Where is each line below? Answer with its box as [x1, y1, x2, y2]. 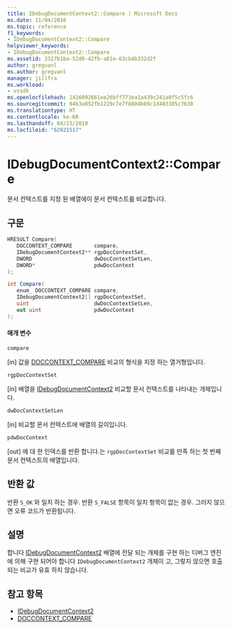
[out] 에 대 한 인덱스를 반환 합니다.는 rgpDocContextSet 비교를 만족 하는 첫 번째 [7, 447, 222, 455]
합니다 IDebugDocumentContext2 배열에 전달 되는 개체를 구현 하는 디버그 [7, 548, 209, 557]
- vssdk [7, 87, 30, 94]
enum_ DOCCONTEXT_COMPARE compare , [16, 287, 119, 294]
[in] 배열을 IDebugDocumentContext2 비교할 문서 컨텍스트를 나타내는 [7, 385, 199, 393]
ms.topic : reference [7, 23, 67, 30]
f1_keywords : [7, 29, 45, 37]
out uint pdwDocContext [16, 306, 135, 313]
